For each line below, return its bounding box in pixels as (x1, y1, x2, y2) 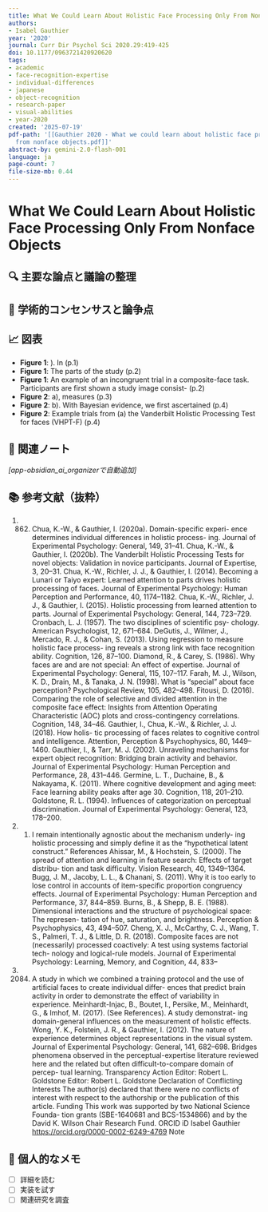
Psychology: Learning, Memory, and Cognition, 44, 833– (31, 957, 218, 967)
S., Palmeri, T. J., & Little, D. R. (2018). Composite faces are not (31, 932, 239, 941)
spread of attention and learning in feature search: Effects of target (31, 856, 253, 865)
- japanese (8, 85, 45, 94)
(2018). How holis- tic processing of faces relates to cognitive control (31, 728, 260, 737)
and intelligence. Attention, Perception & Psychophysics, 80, (31, 737, 231, 746)
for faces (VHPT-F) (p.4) (19, 417, 101, 427)
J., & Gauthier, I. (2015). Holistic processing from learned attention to (31, 601, 258, 610)
